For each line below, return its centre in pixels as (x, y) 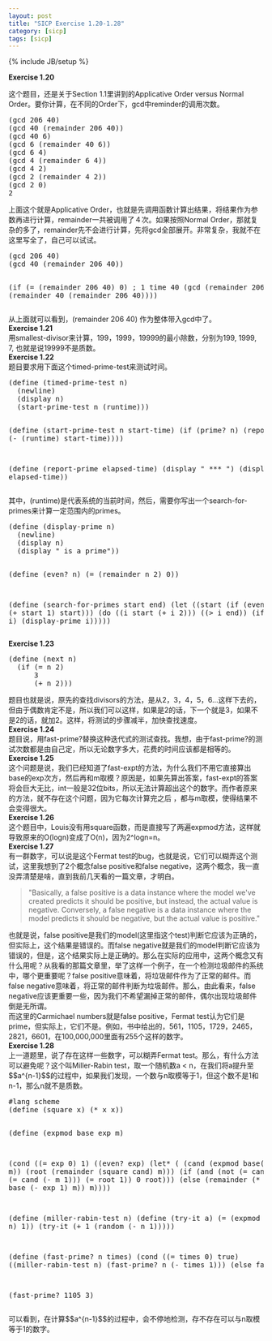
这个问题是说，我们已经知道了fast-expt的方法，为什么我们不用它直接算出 (130, 768)
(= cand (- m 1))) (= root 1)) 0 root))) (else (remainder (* (134, 1180)
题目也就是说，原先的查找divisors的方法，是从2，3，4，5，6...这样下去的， (135, 700)
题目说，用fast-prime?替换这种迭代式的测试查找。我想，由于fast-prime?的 (132, 739)
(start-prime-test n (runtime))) (83, 407)
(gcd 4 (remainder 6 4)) (57, 161)
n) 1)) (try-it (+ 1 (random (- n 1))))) (92, 1227)
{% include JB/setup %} (49, 62)
